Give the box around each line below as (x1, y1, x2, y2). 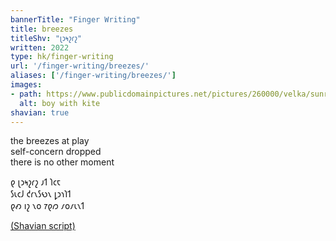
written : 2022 (10, 42, 70, 53)
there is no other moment (10, 156, 115, 168)
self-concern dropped (10, 146, 102, 158)
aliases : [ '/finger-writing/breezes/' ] (10, 71, 177, 81)
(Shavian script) (10, 220, 76, 232)
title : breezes (10, 24, 74, 34)
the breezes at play (10, 135, 90, 147)
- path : (10, 89, 43, 99)
